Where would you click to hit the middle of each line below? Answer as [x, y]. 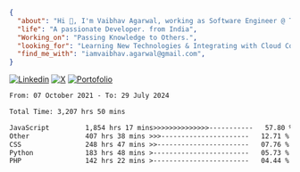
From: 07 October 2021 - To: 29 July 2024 [89, 96]
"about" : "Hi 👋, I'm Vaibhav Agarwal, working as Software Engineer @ [151, 20]
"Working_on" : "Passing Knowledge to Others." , [108, 37]
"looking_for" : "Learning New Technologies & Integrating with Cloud [149, 45]
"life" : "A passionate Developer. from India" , [108, 29]
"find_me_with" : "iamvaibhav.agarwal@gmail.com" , [111, 54]
